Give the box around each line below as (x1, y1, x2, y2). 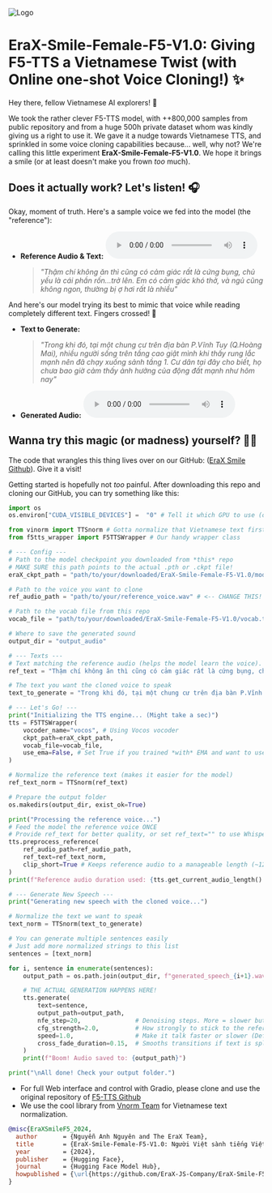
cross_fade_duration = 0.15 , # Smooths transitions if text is (37, 1039, 252, 1047)
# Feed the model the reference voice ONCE (8, 823, 158, 831)
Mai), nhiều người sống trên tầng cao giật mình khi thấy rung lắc (40, 348, 256, 358)
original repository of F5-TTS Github (19, 1093, 142, 1102)
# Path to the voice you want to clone (8, 585, 143, 593)
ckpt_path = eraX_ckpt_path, (23, 733, 114, 742)
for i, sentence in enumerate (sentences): (8, 964, 154, 973)
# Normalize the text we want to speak (8, 913, 143, 921)
